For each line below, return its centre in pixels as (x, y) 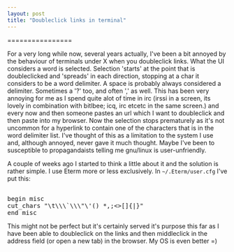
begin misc (26, 199)
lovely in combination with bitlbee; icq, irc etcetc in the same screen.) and (113, 105)
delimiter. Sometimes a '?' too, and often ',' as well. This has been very (108, 91)
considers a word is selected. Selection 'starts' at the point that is (101, 68)
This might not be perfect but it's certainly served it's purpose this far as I (113, 226)
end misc (22, 213)
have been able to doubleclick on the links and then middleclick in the (108, 233)
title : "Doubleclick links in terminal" (67, 20)
